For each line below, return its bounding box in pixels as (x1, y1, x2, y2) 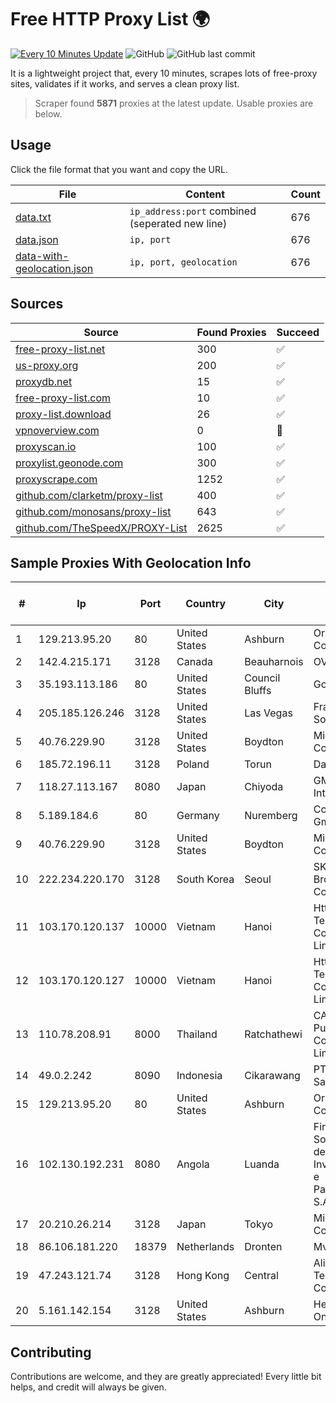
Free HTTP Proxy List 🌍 (10, 8, 211, 31)
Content (185, 187, 226, 201)
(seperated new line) (129, 216, 228, 230)
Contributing (10, 1344, 92, 1361)
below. (34, 107, 63, 120)
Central (244, 1269, 279, 1283)
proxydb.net (15, 374, 73, 388)
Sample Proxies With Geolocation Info (10, 554, 252, 571)
